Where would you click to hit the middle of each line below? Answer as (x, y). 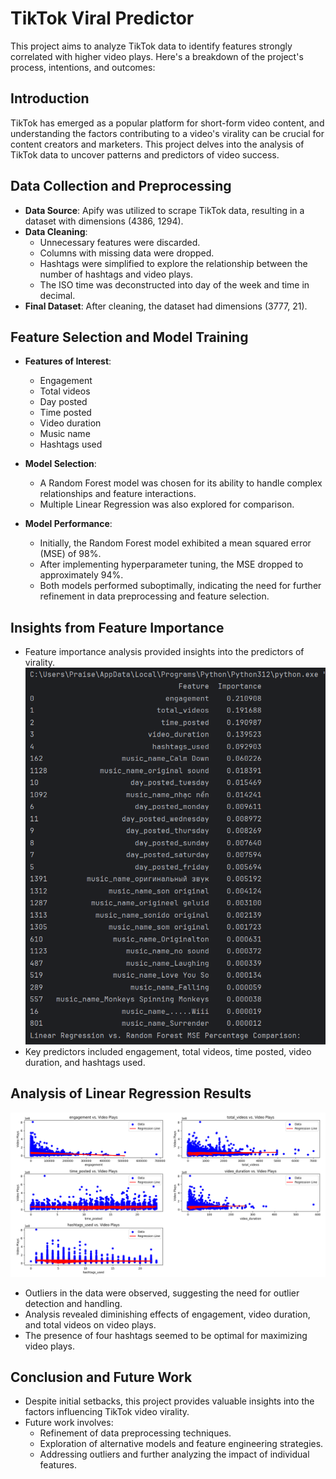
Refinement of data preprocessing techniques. (135, 1433)
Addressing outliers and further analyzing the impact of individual (174, 1454)
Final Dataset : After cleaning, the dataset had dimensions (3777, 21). (166, 306)
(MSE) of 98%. (70, 554)
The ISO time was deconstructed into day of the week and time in (174, 284)
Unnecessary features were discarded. (120, 242)
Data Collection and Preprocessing (121, 186)
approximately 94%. (81, 575)
